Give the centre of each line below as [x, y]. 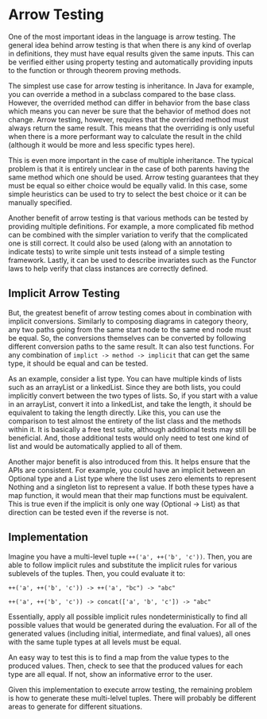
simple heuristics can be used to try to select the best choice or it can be [128, 194]
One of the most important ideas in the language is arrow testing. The [122, 37]
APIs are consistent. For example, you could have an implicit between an [127, 470]
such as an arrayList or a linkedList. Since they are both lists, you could [124, 387]
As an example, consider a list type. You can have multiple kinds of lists [125, 378]
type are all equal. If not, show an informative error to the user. [110, 674]
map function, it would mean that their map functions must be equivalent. [128, 495]
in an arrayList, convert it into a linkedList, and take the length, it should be [130, 404]
